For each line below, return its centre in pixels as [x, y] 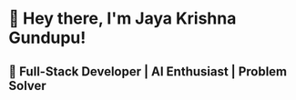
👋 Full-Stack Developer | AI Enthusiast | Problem [148, 71]
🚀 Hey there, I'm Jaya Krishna [122, 19]
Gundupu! [47, 38]
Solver [27, 85]
